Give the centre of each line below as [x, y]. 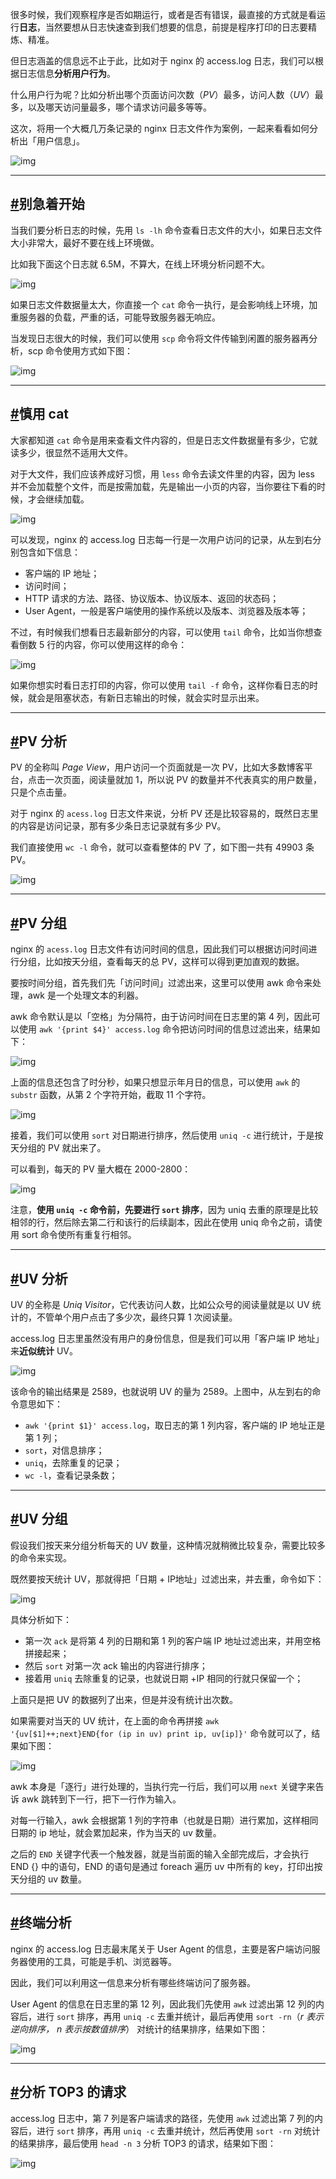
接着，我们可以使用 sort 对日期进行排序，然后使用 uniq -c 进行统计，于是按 [167, 1135]
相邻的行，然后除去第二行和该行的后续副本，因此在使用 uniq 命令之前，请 [162, 1222]
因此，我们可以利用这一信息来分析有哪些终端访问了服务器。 [133, 1982]
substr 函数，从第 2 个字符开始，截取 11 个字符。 [111, 1095]
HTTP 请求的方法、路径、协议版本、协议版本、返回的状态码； [152, 598]
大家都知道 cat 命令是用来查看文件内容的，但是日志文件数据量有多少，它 [160, 440]
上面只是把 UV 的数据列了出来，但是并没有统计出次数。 [124, 1699]
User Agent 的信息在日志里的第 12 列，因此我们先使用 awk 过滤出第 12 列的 [163, 2004]
